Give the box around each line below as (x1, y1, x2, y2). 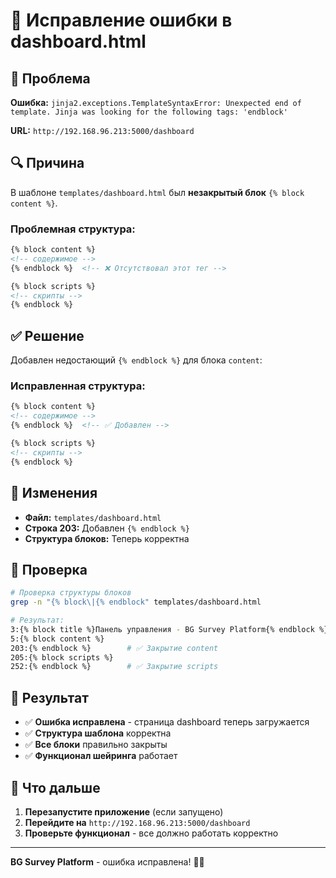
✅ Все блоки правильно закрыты (24, 739, 168, 751)
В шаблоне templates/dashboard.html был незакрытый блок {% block (10, 186, 305, 198)
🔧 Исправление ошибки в (10, 9, 233, 32)
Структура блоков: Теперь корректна (24, 532, 190, 544)
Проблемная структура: (10, 222, 136, 236)
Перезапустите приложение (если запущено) (24, 805, 224, 818)
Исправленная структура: (10, 379, 146, 393)
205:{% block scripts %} (10, 652, 114, 663)
